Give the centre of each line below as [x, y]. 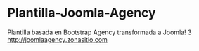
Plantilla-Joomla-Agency [82, 13]
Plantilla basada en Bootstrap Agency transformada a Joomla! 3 [99, 32]
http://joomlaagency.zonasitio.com [57, 39]
